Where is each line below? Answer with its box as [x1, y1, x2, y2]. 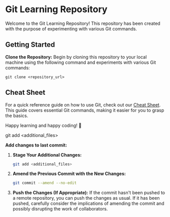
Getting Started [5, 41, 55, 49]
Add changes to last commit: [5, 142, 67, 148]
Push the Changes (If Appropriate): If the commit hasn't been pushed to [12, 190, 165, 196]
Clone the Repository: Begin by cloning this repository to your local [5, 54, 147, 60]
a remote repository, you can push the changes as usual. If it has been [12, 195, 160, 201]
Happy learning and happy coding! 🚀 [5, 122, 82, 128]
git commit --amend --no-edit [12, 180, 77, 186]
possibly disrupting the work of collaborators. [12, 206, 108, 212]
